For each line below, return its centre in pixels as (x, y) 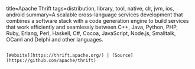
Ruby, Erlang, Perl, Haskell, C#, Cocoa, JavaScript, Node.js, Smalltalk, (91, 33)
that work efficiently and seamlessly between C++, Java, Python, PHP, (92, 27)
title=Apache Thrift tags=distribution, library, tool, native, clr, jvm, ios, (90, 8)
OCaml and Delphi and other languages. (55, 39)
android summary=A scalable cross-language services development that (95, 15)
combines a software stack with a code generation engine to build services (97, 21)
